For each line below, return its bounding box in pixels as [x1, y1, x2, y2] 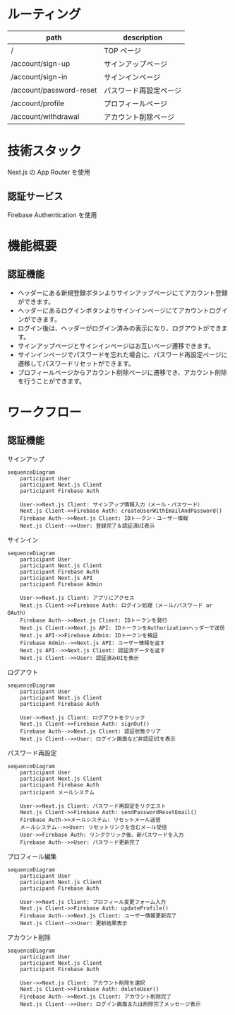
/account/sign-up [11, 58, 71, 68]
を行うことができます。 [17, 376, 86, 385]
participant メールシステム [20, 789, 95, 796]
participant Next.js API [20, 574, 93, 581]
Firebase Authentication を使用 [7, 210, 97, 219]
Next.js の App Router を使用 [7, 168, 90, 176]
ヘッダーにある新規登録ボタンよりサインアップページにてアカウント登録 [17, 288, 228, 297]
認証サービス [7, 190, 64, 202]
